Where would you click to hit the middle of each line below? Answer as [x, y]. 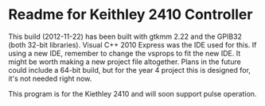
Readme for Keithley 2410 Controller [131, 15]
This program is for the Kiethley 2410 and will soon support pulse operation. [132, 93]
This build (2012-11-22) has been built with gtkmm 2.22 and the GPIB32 [125, 36]
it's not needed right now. [50, 78]
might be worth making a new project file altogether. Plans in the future [125, 62]
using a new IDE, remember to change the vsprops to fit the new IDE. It [125, 53]
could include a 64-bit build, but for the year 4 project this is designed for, [129, 70]
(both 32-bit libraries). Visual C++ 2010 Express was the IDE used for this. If [132, 44]
